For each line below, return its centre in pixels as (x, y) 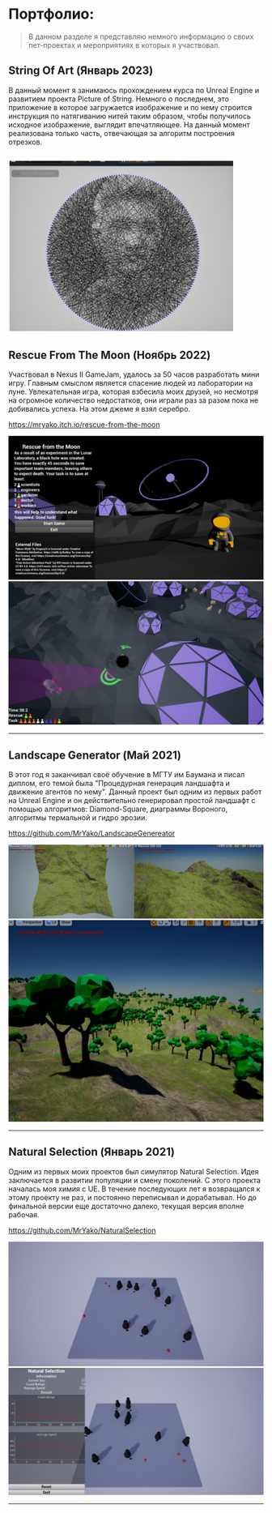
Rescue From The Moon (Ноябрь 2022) (110, 355)
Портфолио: (51, 14)
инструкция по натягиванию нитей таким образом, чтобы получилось (130, 116)
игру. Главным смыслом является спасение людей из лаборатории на (131, 383)
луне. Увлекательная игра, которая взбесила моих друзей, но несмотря (134, 391)
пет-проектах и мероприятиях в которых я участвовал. (124, 45)
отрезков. (25, 142)
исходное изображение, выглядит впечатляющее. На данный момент (129, 124)
